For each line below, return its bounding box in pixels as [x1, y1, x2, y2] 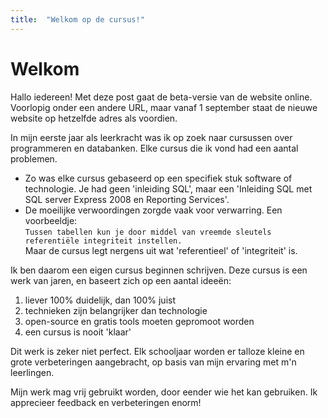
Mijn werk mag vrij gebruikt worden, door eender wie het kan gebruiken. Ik [10, 386, 318, 398]
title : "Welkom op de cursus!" [10, 14, 145, 25]
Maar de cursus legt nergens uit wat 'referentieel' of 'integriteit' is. [24, 244, 298, 256]
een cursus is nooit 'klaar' [24, 326, 132, 338]
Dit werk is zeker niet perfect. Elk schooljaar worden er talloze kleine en [10, 345, 305, 357]
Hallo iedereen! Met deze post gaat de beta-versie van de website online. [10, 91, 313, 103]
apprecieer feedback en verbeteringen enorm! [10, 396, 202, 408]
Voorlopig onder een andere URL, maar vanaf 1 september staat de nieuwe [10, 101, 318, 113]
